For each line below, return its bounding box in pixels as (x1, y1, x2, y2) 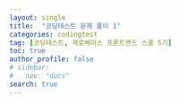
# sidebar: (9, 64, 50, 73)
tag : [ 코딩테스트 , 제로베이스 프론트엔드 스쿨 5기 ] (9, 38, 173, 47)
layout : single (9, 13, 66, 22)
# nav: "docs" (9, 72, 70, 81)
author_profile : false (9, 55, 94, 64)
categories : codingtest (9, 30, 99, 39)
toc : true (9, 47, 47, 56)
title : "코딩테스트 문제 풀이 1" (9, 21, 121, 30)
